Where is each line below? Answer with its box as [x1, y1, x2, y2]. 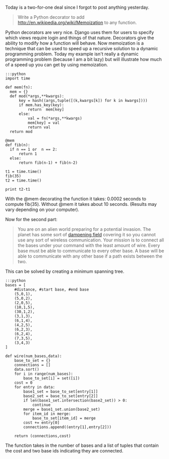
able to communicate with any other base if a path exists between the [17, 253, 162, 259]
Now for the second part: [5, 217, 58, 222]
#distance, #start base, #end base [14, 287, 89, 292]
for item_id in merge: [23, 411, 71, 416]
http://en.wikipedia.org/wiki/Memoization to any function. [17, 20, 137, 25]
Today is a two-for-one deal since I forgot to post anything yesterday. [5, 5, 150, 10]
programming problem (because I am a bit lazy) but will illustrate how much [5, 56, 162, 62]
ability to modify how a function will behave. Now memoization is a [5, 40, 144, 46]
